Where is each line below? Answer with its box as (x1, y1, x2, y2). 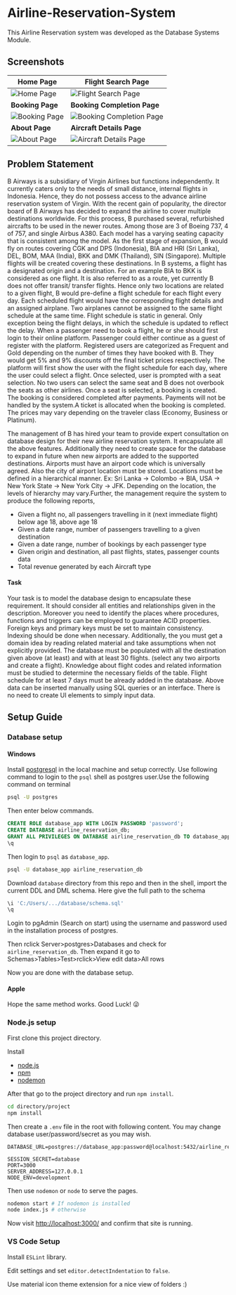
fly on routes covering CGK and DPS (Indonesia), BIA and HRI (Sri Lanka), (7, 244, 220, 252)
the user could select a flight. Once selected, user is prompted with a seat (7, 371, 221, 379)
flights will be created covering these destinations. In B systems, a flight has (7, 258, 227, 268)
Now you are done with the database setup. (7, 968, 134, 977)
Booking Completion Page (70, 100, 159, 110)
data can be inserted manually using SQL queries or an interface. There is (7, 683, 221, 692)
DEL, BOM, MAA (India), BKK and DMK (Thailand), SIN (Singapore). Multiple (7, 251, 226, 260)
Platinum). (7, 416, 37, 424)
